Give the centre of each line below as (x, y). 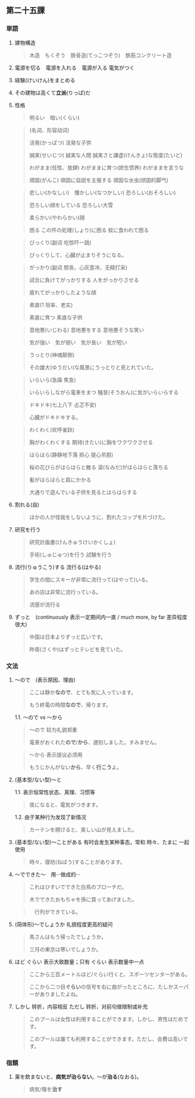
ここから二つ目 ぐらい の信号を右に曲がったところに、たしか (101, 986)
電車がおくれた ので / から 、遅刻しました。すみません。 (95, 742)
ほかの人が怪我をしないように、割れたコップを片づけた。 (99, 517)
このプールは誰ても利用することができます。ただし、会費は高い (106, 1039)
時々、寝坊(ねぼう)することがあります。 (77, 862)
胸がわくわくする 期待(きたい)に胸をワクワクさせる (91, 442)
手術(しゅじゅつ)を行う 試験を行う (70, 555)
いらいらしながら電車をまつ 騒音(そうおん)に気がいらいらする (104, 392)
